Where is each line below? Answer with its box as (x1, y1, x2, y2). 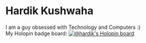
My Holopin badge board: (5, 29, 67, 37)
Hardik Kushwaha (5, 4, 94, 18)
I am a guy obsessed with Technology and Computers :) (5, 24, 141, 31)
